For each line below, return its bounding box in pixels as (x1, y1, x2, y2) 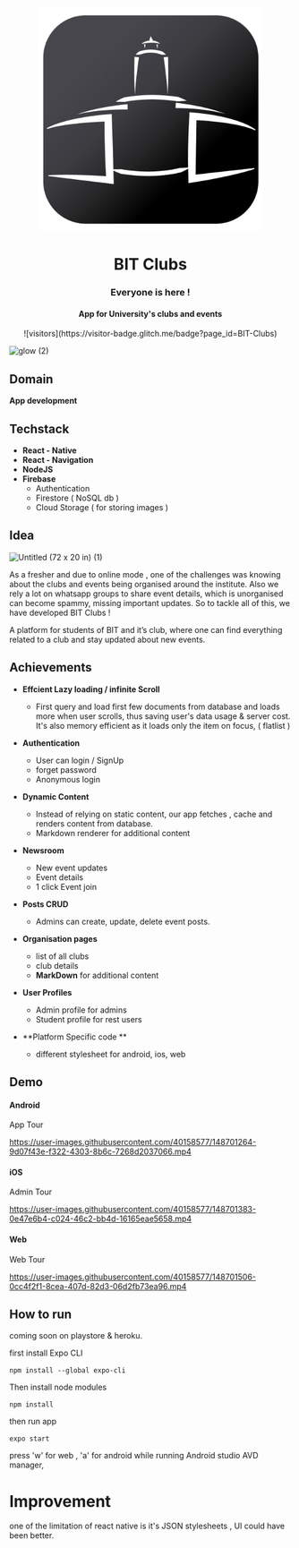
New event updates (35, 862, 108, 873)
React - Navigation (21, 454, 94, 465)
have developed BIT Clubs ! (9, 607, 111, 618)
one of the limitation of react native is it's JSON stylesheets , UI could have (9, 1520, 286, 1532)
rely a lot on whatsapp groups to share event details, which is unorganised (9, 588, 284, 599)
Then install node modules (9, 1381, 107, 1393)
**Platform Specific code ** (21, 1031, 127, 1042)
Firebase (21, 473, 56, 484)
